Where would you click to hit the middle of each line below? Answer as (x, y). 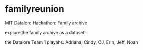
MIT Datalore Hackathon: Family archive (46, 23)
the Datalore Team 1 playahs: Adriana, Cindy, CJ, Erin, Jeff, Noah (71, 42)
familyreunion (35, 9)
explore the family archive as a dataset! (46, 32)
